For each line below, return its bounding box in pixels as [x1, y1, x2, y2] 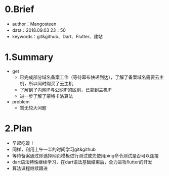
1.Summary [5, 51, 54, 63]
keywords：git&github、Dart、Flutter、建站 [12, 33, 103, 39]
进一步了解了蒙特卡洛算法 [19, 93, 73, 99]
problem [12, 98, 30, 104]
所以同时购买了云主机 [28, 80, 73, 86]
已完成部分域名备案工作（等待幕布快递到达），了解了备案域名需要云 [19, 74, 160, 80]
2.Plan [5, 123, 32, 134]
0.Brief [5, 4, 34, 15]
